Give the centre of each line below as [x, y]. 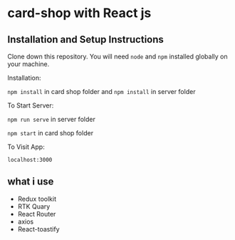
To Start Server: [31, 105]
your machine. [28, 64]
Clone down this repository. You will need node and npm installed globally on [117, 56]
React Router [37, 214]
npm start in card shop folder [51, 133]
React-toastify [38, 229]
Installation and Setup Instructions [85, 40]
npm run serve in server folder [52, 119]
